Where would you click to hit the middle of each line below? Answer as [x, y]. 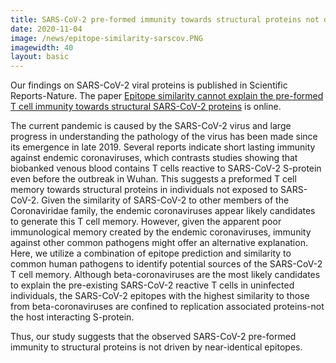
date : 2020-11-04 [46, 29]
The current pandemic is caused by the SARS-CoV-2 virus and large [151, 126]
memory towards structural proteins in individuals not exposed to [144, 190]
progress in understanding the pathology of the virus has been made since [164, 137]
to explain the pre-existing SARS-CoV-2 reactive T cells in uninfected [152, 285]
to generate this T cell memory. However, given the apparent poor [146, 222]
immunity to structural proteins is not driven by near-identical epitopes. [156, 347]
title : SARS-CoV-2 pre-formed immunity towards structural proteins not [165, 19]
